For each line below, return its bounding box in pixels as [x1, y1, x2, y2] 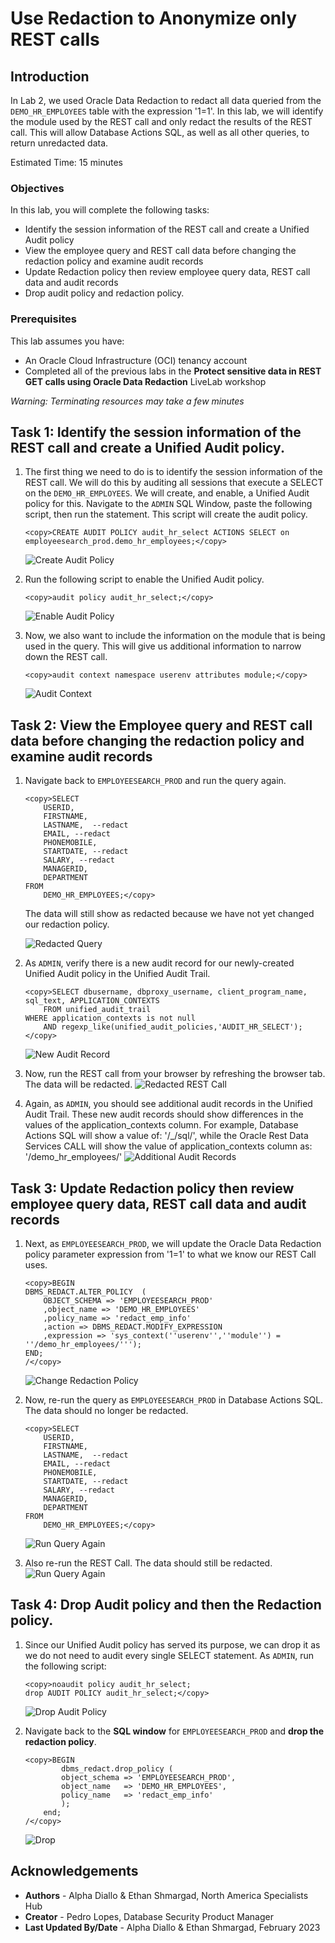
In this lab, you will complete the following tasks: [10, 204, 210, 216]
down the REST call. [24, 651, 108, 663]
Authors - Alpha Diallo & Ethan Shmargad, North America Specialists [24, 1889, 309, 1901]
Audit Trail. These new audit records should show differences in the [24, 1108, 304, 1121]
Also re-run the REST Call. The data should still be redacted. [24, 1557, 273, 1569]
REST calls [10, 28, 100, 51]
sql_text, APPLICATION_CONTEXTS [24, 996, 160, 1006]
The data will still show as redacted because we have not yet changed [24, 908, 315, 920]
